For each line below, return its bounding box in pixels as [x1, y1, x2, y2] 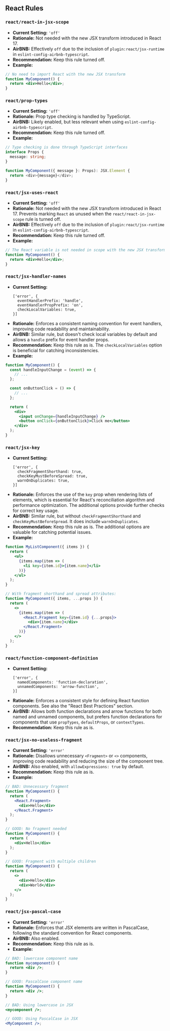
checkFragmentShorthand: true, [17, 469, 83, 474]
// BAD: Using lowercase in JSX [5, 1002, 73, 1008]
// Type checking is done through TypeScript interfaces [5, 145, 128, 150]
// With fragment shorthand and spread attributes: [5, 591, 116, 597]
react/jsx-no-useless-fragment [5, 737, 82, 743]
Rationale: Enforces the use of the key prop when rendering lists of [12, 492, 153, 498]
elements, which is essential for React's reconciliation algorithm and [12, 497, 155, 503]
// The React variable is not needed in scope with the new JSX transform [5, 247, 166, 253]
